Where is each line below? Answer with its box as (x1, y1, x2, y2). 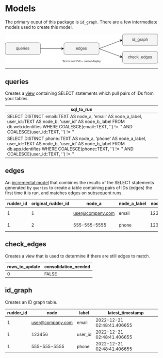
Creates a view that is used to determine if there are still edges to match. (5, 253, 150, 259)
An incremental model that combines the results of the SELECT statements (5, 179, 154, 185)
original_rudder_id (31, 201, 69, 206)
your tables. (5, 96, 29, 102)
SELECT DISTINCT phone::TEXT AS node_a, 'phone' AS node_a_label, (7, 136, 147, 141)
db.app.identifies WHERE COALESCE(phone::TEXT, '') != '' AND (7, 146, 134, 152)
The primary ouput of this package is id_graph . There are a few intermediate (5, 19, 158, 25)
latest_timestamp (108, 310, 144, 316)
